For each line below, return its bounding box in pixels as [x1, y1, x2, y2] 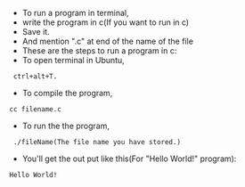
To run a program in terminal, [21, 8, 129, 18]
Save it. [21, 27, 51, 37]
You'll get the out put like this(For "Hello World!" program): [21, 153, 237, 164]
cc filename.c [9, 105, 62, 114]
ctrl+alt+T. [12, 72, 58, 81]
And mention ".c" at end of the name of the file [21, 36, 194, 46]
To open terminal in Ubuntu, [21, 55, 125, 65]
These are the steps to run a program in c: [21, 45, 177, 56]
